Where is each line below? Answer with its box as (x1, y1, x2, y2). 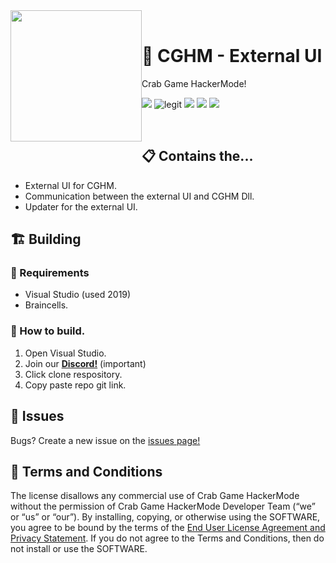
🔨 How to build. (10, 324, 86, 338)
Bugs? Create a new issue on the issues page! (10, 434, 201, 446)
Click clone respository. (24, 368, 123, 380)
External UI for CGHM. (24, 179, 117, 191)
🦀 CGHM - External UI (141, 45, 323, 68)
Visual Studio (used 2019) (24, 289, 132, 301)
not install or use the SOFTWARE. (10, 543, 148, 555)
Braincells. (24, 299, 69, 311)
